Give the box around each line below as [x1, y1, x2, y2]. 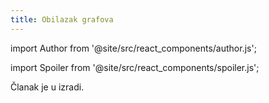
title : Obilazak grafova [10, 14, 114, 25]
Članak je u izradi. [10, 81, 85, 93]
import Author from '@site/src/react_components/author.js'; [10, 42, 257, 54]
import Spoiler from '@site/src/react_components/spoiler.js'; [10, 61, 260, 73]
